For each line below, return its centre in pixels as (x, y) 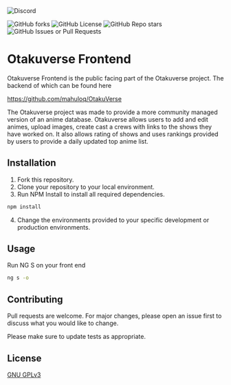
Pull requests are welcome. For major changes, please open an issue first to (114, 316)
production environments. (54, 227)
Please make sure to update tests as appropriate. (77, 337)
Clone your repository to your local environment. (86, 187)
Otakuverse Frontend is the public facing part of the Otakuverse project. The (115, 78)
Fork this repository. (45, 179)
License (24, 358)
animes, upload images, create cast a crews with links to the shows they (109, 126)
